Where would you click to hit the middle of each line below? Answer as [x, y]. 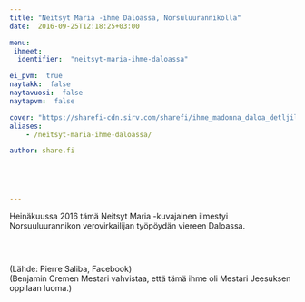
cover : [22, 117]
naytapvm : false [42, 101]
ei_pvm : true [36, 76]
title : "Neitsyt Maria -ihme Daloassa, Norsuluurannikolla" [126, 18]
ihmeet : [28, 51]
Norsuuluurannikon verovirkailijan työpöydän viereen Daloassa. [128, 226]
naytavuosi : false [46, 93]
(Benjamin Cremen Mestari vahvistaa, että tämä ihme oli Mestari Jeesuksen [150, 278]
